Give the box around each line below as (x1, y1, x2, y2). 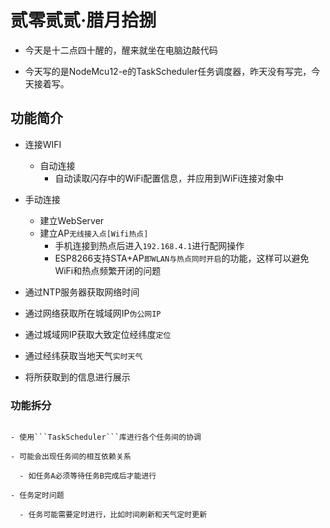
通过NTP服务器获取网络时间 (24, 286, 140, 298)
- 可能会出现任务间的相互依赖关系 (10, 452, 132, 462)
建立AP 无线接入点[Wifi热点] (39, 227, 149, 239)
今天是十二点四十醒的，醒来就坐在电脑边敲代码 (24, 44, 218, 56)
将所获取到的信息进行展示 (24, 371, 131, 383)
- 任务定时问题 (10, 491, 65, 501)
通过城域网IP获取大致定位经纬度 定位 (24, 328, 172, 340)
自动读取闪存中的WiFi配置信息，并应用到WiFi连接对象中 (54, 172, 285, 184)
